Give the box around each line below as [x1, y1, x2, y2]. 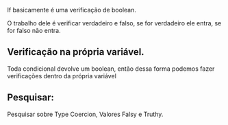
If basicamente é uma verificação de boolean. [7, 6, 137, 14]
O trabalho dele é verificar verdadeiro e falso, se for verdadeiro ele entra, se [7, 19, 222, 27]
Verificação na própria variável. [7, 46, 145, 58]
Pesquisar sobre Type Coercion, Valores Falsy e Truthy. [7, 110, 164, 118]
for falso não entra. [7, 27, 61, 34]
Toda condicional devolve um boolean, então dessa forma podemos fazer [7, 65, 215, 73]
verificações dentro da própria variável [7, 71, 116, 80]
